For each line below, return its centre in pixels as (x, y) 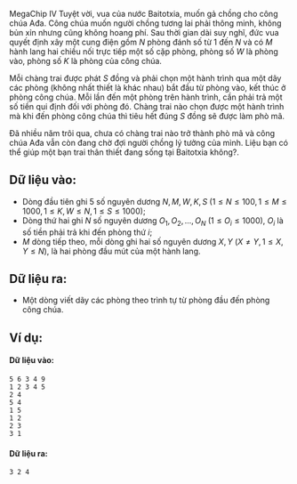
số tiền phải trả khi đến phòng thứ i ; (87, 232)
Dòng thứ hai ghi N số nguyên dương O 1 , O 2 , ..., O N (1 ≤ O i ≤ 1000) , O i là (153, 221)
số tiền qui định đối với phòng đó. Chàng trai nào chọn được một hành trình (147, 106)
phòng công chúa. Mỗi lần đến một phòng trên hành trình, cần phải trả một (146, 97)
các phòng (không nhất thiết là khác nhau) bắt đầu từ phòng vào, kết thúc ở (148, 88)
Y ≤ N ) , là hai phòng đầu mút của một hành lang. (112, 251)
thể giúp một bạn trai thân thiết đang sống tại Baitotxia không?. (124, 152)
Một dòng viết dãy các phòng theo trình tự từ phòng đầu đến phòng (146, 300)
